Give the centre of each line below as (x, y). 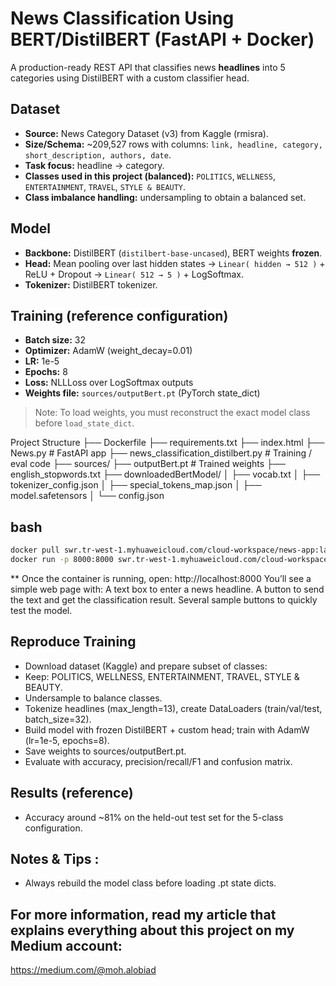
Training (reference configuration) (119, 315)
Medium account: (66, 945)
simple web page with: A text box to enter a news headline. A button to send (167, 589)
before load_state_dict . (84, 423)
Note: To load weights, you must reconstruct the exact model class (172, 413)
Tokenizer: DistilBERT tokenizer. (91, 284)
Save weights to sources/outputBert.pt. (105, 751)
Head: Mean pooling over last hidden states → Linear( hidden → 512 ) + (175, 263)
